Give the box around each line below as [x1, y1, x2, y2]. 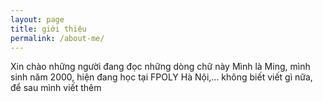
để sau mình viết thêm [10, 82, 102, 94]
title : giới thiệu [10, 24, 87, 34]
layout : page [10, 14, 65, 25]
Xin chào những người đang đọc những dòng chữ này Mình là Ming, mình [10, 61, 311, 73]
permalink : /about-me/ [10, 33, 105, 43]
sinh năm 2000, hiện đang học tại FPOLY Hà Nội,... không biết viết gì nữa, [10, 71, 313, 83]
